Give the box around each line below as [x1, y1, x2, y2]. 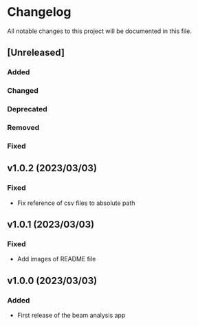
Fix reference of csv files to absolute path [16, 199, 135, 207]
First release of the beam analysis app [16, 311, 126, 319]
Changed [7, 86, 39, 96]
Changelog [7, 4, 71, 20]
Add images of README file [16, 255, 96, 263]
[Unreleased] [7, 47, 65, 58]
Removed [7, 123, 40, 133]
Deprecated [7, 105, 48, 114]
